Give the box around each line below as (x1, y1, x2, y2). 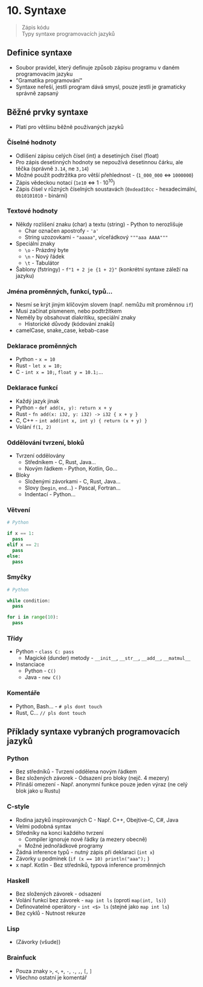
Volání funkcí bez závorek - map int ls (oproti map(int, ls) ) (15, 896, 167, 903)
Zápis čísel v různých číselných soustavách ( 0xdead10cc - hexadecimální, (15, 185, 197, 193)
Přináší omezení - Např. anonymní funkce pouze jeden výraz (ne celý (15, 781, 188, 788)
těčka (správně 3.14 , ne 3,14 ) (15, 165, 89, 172)
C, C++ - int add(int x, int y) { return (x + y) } (15, 416, 147, 424)
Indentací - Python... (24, 491, 76, 497)
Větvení (7, 505, 31, 514)
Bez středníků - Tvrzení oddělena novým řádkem (15, 768, 138, 776)
